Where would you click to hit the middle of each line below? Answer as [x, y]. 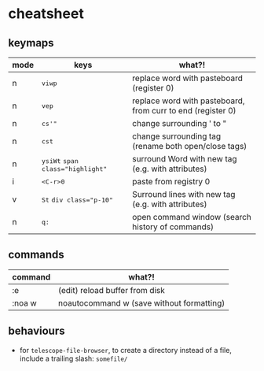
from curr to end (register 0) [185, 111]
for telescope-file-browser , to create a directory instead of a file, [125, 350]
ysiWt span [60, 161]
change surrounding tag [177, 136]
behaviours [37, 331]
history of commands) [173, 227]
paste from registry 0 [171, 182]
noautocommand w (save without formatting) [141, 302]
